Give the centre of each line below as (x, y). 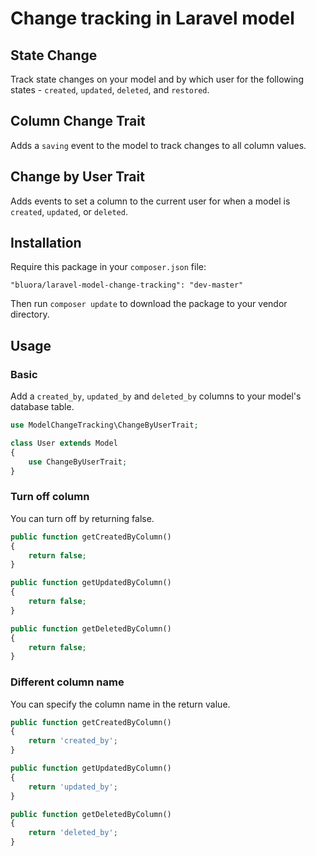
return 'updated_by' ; (73, 787)
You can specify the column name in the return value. (120, 704)
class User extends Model (64, 443)
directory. (30, 314)
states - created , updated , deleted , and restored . (110, 90)
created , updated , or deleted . (69, 211)
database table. (42, 407)
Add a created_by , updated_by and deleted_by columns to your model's (156, 396)
